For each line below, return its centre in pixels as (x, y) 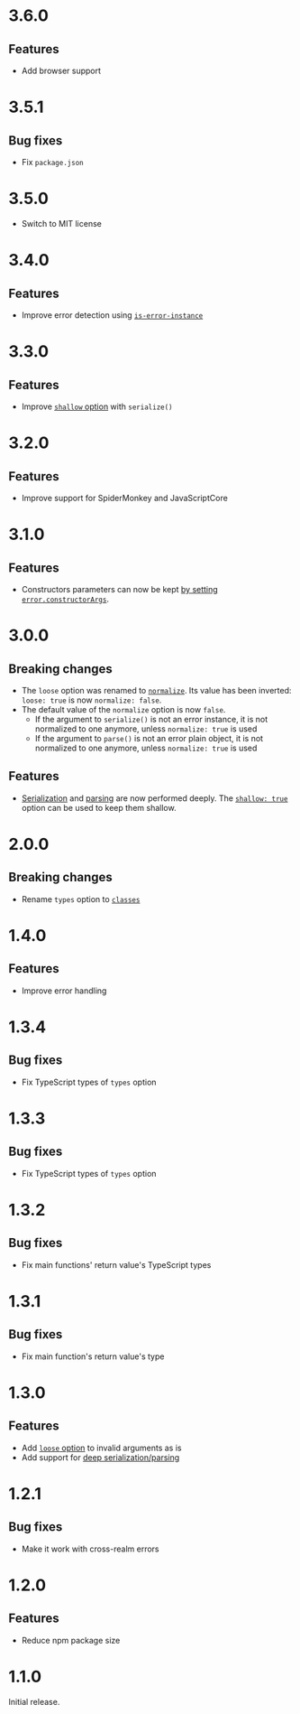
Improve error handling (64, 991)
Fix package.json (52, 162)
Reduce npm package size (71, 1640)
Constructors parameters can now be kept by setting (119, 589)
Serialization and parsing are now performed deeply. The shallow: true (155, 798)
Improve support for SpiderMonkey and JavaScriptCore (125, 498)
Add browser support (61, 70)
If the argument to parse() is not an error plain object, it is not (149, 738)
